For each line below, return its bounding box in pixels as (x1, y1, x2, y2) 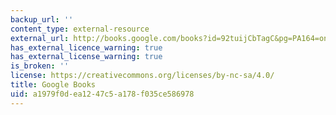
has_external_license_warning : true (10, 52, 163, 62)
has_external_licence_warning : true (10, 42, 163, 53)
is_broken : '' (10, 61, 70, 71)
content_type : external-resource (10, 24, 150, 34)
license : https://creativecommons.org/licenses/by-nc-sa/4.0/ (10, 71, 275, 81)
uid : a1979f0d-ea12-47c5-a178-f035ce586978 (10, 89, 195, 99)
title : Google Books (10, 80, 97, 90)
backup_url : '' (10, 14, 74, 25)
